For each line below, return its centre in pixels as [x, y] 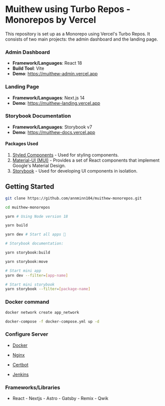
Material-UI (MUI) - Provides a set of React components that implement [86, 160]
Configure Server [27, 334]
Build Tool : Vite [28, 68]
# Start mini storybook [30, 285]
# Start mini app [23, 270]
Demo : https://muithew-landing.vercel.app [56, 103]
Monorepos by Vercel [51, 20]
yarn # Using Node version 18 [37, 216]
